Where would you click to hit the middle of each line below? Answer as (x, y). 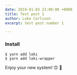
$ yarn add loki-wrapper (30, 59)
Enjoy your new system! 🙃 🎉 (34, 67)
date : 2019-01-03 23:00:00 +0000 (39, 9)
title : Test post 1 (25, 14)
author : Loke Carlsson (28, 18)
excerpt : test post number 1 (34, 23)
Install (13, 44)
